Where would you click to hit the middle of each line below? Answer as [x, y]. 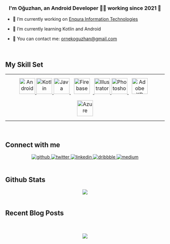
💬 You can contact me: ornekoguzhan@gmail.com [65, 39]
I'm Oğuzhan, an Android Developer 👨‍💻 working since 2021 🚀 [85, 8]
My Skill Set [24, 65]
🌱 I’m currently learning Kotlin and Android [57, 29]
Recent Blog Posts [35, 213]
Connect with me [33, 145]
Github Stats [25, 180]
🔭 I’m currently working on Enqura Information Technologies [75, 19]
